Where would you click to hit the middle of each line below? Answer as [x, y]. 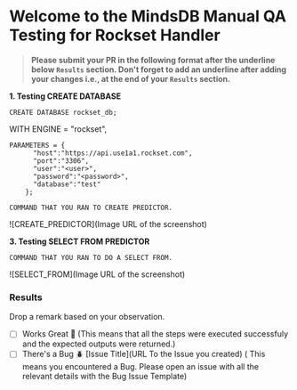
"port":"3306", [61, 161]
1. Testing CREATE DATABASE [65, 96]
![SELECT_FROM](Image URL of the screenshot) [97, 274]
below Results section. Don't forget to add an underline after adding [159, 69]
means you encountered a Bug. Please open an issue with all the [140, 367]
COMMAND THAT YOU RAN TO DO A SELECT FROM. [91, 257]
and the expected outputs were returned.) [99, 344]
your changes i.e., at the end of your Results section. [131, 78]
